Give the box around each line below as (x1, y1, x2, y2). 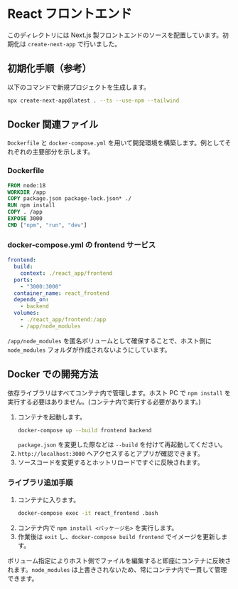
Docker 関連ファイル (7, 118, 99, 131)
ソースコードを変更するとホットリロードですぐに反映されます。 (17, 458, 204, 466)
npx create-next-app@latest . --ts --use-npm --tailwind (7, 97, 180, 104)
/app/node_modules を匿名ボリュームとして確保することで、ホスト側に (7, 336, 212, 345)
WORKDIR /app (7, 189, 46, 196)
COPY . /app (7, 209, 43, 216)
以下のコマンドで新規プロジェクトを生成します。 (7, 83, 151, 91)
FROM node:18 (7, 182, 46, 189)
